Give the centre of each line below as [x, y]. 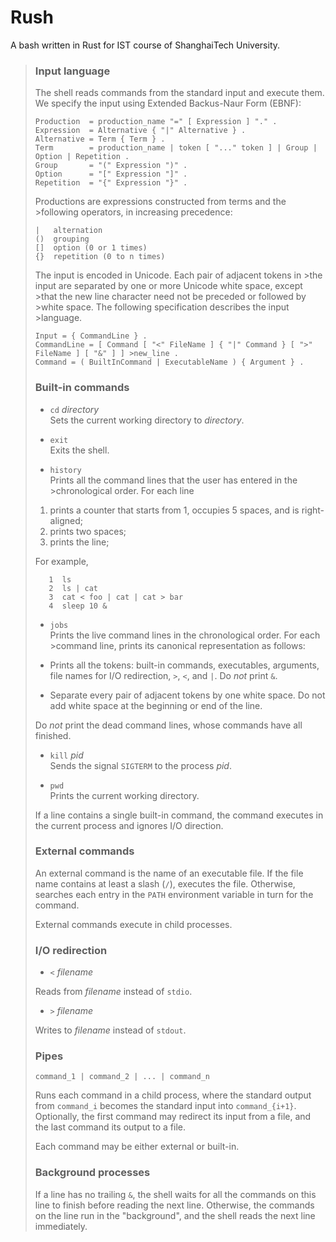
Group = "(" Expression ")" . [111, 166]
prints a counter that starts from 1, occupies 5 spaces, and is [174, 510]
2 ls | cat [73, 588]
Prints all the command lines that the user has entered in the [173, 480]
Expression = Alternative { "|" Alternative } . [140, 131]
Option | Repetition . [82, 157]
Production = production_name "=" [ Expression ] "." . [156, 122]
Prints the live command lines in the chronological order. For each [185, 635]
